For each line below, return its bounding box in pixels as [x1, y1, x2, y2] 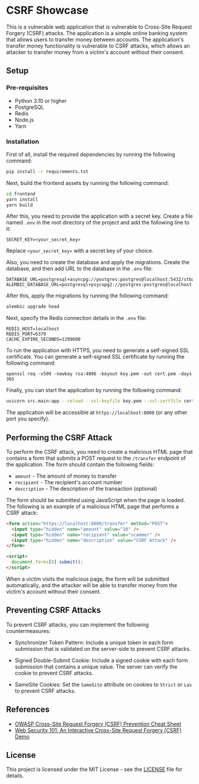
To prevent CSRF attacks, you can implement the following [6, 621, 149, 628]
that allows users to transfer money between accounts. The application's [6, 36, 184, 43]
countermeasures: [6, 627, 51, 634]
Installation [6, 137, 40, 146]
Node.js [14, 116, 34, 123]
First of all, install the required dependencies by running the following [6, 150, 176, 158]
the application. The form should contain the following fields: [6, 460, 155, 468]
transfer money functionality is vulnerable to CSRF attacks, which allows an [6, 42, 190, 49]
